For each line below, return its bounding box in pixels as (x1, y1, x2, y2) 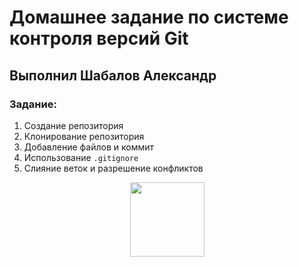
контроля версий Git (9, 27, 189, 50)
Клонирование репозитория (23, 130, 145, 142)
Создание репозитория (23, 119, 124, 131)
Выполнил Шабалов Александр (9, 67, 217, 84)
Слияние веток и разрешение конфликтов (23, 162, 204, 174)
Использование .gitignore (23, 151, 139, 163)
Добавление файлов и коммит (23, 141, 155, 153)
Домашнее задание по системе (9, 6, 289, 29)
